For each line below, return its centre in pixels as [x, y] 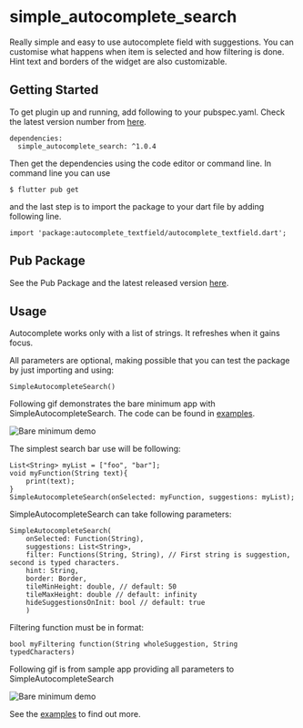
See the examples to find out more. [75, 714]
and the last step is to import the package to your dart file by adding [137, 206]
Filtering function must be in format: [76, 628]
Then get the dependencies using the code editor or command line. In [140, 163]
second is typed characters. [65, 563]
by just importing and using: [62, 370]
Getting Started [54, 90]
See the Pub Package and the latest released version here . [119, 282]
